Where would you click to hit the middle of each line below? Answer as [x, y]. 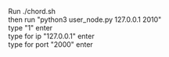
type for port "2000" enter [51, 45]
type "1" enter [31, 28]
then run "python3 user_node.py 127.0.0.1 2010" [85, 20]
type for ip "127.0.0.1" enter [52, 36]
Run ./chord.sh [32, 11]
